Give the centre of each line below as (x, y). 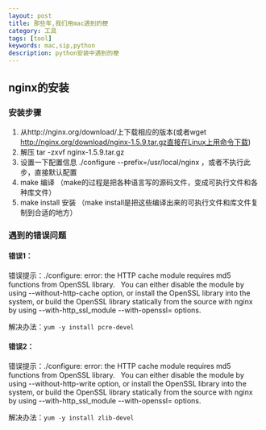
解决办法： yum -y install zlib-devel (71, 418)
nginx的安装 (39, 88)
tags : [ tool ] (30, 38)
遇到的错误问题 (37, 235)
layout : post (30, 16)
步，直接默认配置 (48, 172)
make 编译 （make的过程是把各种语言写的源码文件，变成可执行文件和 (135, 182)
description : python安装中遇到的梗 (64, 53)
